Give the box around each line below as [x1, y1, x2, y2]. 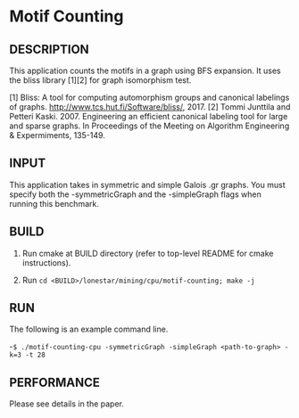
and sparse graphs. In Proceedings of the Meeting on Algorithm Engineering [9, 120, 290, 131]
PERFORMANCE [9, 374, 100, 389]
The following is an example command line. [9, 324, 169, 335]
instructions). [21, 257, 71, 268]
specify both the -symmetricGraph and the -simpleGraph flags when [9, 189, 262, 200]
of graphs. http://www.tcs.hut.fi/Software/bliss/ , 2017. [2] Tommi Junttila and [9, 102, 291, 112]
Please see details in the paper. [9, 398, 125, 409]
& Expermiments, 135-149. [9, 130, 105, 140]
